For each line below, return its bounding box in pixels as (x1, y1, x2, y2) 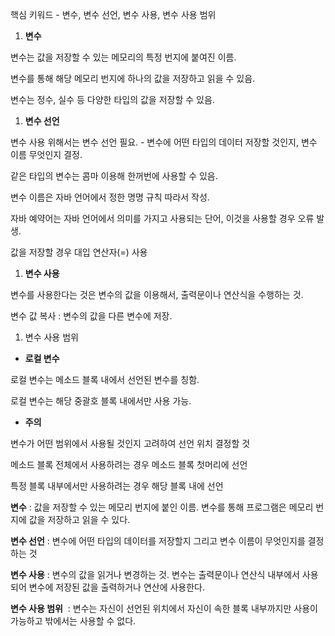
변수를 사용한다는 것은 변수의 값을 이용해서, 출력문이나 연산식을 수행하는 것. (10, 289, 304, 300)
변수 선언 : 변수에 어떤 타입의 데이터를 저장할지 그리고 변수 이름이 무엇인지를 (10, 535, 306, 547)
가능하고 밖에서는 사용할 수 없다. (10, 615, 137, 627)
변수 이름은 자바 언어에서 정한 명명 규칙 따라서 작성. (10, 191, 210, 203)
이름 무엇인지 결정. (10, 149, 83, 160)
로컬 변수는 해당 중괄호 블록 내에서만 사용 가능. (10, 395, 192, 407)
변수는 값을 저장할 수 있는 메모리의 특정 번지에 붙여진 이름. (10, 51, 237, 63)
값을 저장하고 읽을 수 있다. (28, 514, 131, 525)
